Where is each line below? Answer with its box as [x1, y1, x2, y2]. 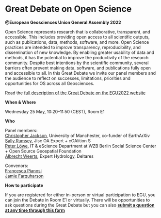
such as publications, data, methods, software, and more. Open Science [5, 39, 149, 45]
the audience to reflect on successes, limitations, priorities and [5, 75, 131, 81]
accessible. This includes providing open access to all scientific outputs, [5, 34, 150, 40]
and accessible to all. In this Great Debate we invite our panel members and [5, 70, 156, 76]
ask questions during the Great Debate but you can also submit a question [5, 202, 155, 208]
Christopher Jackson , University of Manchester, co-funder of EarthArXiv [5, 133, 150, 138]
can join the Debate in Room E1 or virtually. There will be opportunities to [5, 197, 150, 202]
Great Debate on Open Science [5, 3, 132, 15]
